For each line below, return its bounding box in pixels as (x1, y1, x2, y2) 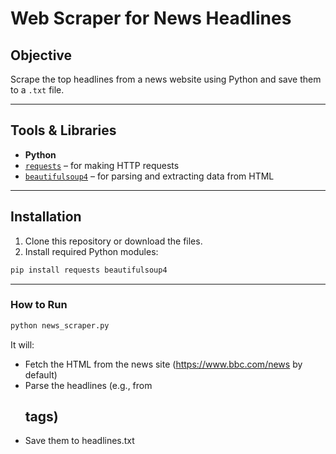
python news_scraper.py (10, 320, 110, 331)
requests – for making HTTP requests (24, 159, 180, 171)
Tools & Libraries (10, 122, 117, 139)
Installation (10, 208, 82, 226)
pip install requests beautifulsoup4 (10, 265, 168, 275)
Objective (10, 47, 73, 64)
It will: (10, 338, 35, 351)
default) (24, 368, 58, 381)
